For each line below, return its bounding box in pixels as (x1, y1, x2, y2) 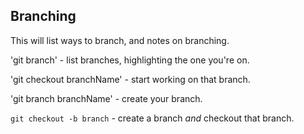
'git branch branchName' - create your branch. (10, 92, 203, 104)
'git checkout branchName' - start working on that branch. (10, 73, 251, 85)
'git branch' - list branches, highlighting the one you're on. (10, 54, 250, 66)
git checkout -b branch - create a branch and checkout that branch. (10, 112, 295, 124)
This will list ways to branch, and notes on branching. (10, 34, 230, 46)
